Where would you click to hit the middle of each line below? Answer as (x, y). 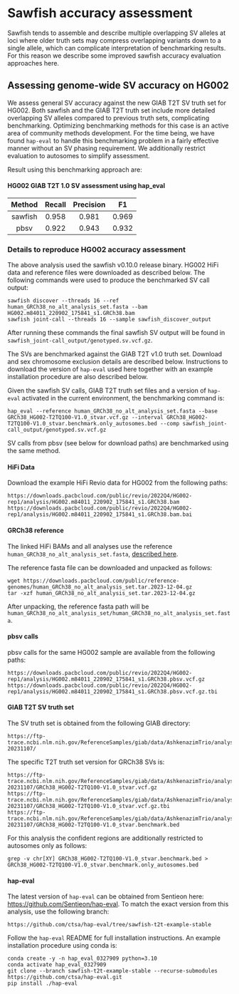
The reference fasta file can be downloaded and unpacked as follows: (110, 567)
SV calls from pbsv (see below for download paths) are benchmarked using (118, 443)
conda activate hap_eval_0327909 (57, 965)
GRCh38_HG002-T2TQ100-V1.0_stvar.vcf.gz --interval (85, 418)
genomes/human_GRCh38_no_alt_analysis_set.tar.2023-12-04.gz (100, 587)
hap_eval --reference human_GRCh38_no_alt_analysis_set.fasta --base (113, 411)
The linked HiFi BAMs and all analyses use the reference (90, 546)
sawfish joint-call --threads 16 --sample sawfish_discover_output (110, 320)
